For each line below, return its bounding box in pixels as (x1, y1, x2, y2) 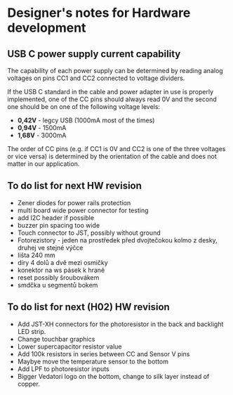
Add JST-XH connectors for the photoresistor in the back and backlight (17, 320, 224, 328)
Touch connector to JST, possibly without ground (17, 228, 161, 237)
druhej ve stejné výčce (17, 243, 84, 252)
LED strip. (17, 327, 46, 335)
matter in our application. (7, 160, 80, 168)
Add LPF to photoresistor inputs (17, 364, 110, 373)
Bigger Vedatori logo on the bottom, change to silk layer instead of (17, 372, 210, 380)
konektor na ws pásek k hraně (17, 266, 105, 274)
